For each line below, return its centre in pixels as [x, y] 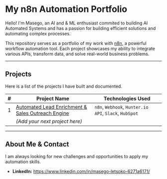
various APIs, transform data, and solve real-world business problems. [77, 54]
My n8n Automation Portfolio [66, 9]
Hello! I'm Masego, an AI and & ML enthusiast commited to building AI [77, 23]
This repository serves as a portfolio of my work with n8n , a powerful [76, 43]
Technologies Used [127, 98]
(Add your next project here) [49, 121]
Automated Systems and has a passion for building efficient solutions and [81, 28]
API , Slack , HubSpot [116, 113]
